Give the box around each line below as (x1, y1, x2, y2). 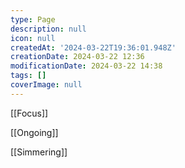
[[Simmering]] (10, 146, 68, 158)
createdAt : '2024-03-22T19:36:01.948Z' (10, 42, 177, 53)
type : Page (10, 14, 56, 25)
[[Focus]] (10, 107, 49, 119)
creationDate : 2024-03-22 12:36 (10, 52, 145, 62)
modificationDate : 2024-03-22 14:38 (10, 61, 163, 71)
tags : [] (10, 71, 47, 81)
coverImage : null (10, 80, 83, 90)
